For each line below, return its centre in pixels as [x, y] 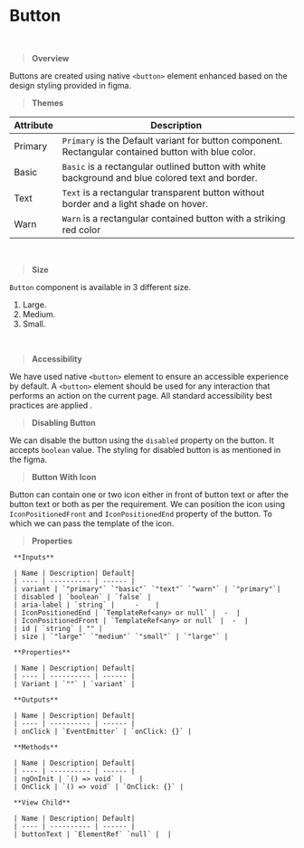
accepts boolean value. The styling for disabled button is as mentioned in [145, 449]
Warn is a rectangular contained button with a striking [174, 218]
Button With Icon [64, 476]
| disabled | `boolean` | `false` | [82, 597]
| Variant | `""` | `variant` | [74, 683]
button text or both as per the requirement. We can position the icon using [147, 504]
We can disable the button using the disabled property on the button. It [142, 440]
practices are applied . [51, 405]
